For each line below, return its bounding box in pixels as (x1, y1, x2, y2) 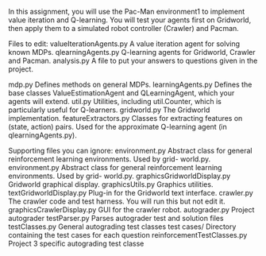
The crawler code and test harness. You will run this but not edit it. (8, 196, 226, 206)
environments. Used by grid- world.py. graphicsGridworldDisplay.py (8, 171, 231, 180)
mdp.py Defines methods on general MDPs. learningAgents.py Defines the (8, 80, 253, 89)
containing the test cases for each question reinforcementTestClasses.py (8, 231, 248, 239)
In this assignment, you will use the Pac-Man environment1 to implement (8, 7, 245, 16)
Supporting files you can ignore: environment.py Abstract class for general (8, 146, 253, 155)
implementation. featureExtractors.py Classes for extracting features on (8, 114, 243, 122)
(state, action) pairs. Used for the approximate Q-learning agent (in (8, 122, 228, 131)
